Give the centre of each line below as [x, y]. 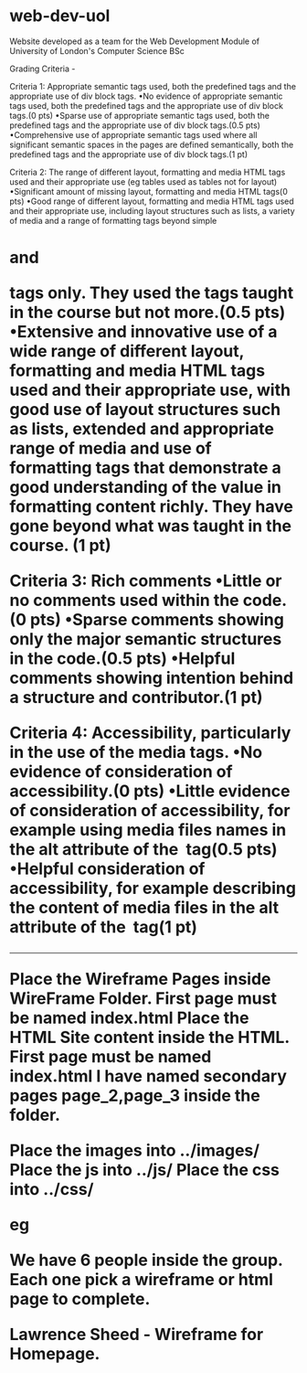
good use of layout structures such [145, 410]
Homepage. [55, 1354]
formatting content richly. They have [152, 507]
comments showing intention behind [152, 678]
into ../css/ [52, 1190]
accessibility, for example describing [153, 889]
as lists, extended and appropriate [142, 429]
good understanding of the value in [145, 488]
